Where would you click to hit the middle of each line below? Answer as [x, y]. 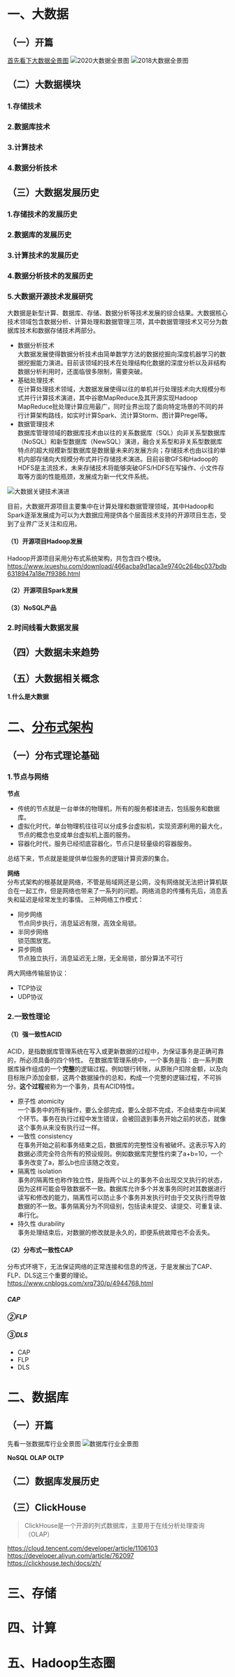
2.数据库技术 [29, 127]
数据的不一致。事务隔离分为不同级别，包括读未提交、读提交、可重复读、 [121, 1206]
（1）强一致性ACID [35, 1034]
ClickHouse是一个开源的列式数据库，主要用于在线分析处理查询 [114, 1526]
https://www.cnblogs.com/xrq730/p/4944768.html [80, 1283]
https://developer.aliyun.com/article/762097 [71, 1556]
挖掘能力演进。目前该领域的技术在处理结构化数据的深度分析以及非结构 [124, 363]
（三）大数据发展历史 [53, 193]
